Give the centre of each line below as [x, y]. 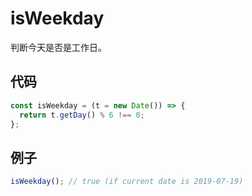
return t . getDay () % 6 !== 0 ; [82, 115]
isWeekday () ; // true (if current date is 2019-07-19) [127, 182]
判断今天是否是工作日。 [58, 47]
